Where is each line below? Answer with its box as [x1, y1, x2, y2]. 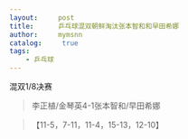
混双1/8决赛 [9, 81, 52, 91]
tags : [9, 47, 30, 56]
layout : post [9, 13, 75, 23]
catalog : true [9, 38, 79, 48]
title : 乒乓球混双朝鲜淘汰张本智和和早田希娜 [9, 22, 179, 31]
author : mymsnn [9, 30, 83, 39]
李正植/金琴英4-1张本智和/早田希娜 [31, 100, 161, 111]
